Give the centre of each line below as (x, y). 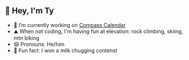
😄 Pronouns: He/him (39, 44)
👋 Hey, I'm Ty (30, 11)
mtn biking (26, 38)
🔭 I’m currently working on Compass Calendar (69, 25)
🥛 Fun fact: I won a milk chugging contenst (65, 50)
